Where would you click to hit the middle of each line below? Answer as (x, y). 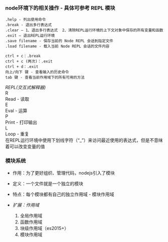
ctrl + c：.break (23, 56)
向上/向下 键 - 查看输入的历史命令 (37, 72)
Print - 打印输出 (21, 122)
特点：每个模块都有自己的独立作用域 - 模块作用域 (63, 194)
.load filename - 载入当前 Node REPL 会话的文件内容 (57, 46)
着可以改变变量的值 (25, 146)
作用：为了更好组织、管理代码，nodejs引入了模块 (63, 173)
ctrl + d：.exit (22, 67)
